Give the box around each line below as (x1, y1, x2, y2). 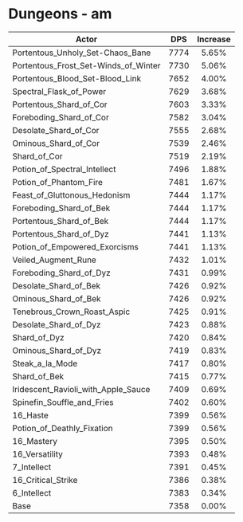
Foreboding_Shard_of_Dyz (12, 267, 112, 278)
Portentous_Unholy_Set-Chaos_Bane (12, 47, 151, 58)
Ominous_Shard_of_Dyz (12, 344, 102, 355)
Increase (197, 33, 231, 45)
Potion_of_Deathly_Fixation (12, 422, 113, 434)
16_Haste (12, 410, 49, 421)
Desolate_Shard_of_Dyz (12, 319, 101, 330)
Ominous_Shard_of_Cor (12, 137, 100, 148)
